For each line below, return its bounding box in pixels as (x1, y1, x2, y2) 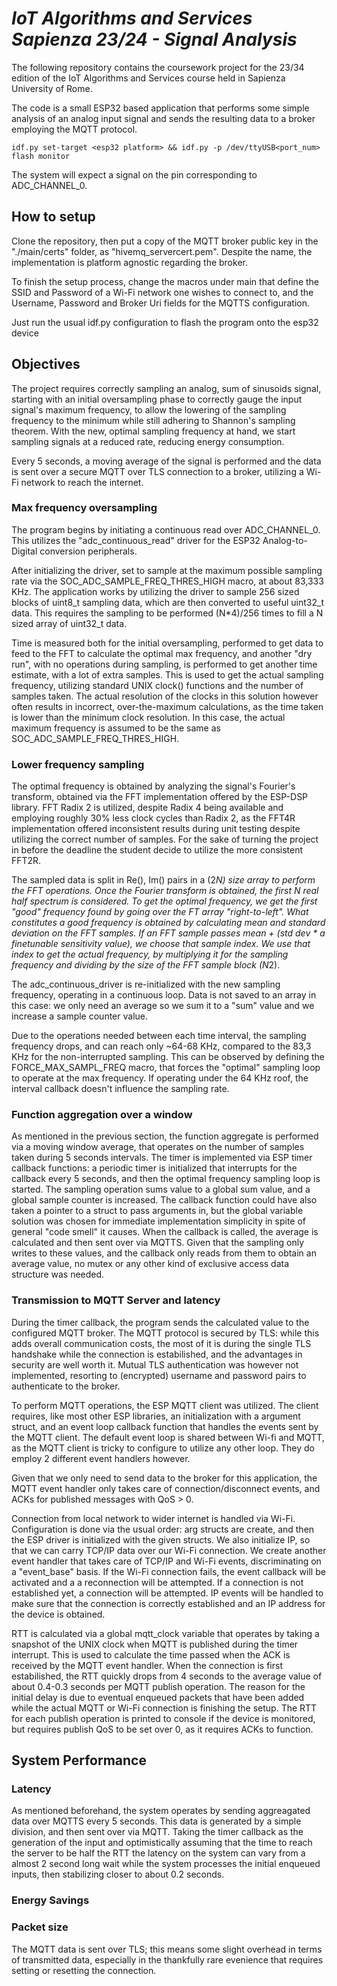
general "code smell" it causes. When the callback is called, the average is (11, 1226, 319, 1238)
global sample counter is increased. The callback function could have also (11, 1194, 318, 1206)
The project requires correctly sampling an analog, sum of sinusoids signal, (11, 382, 322, 394)
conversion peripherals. (39, 545, 138, 557)
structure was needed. (11, 1268, 105, 1281)
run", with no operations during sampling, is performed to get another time (11, 658, 318, 670)
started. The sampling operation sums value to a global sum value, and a (11, 1183, 311, 1196)
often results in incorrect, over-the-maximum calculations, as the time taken (11, 700, 324, 712)
